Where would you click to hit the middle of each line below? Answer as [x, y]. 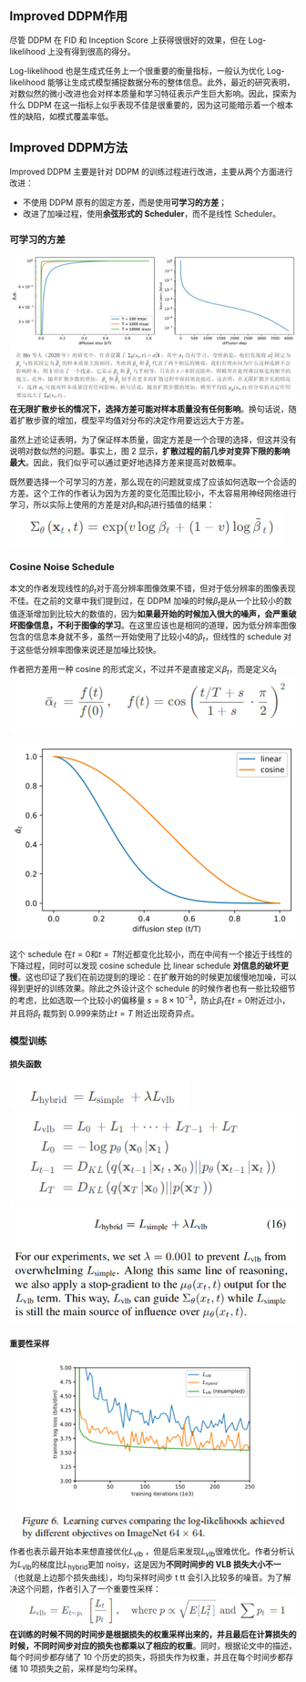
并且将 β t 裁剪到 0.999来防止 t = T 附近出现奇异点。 [104, 1014]
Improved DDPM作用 [69, 16]
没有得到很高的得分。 [95, 51]
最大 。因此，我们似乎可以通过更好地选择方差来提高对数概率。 [125, 462]
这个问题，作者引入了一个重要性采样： [89, 1588]
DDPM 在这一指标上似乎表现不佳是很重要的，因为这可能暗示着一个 [152, 105]
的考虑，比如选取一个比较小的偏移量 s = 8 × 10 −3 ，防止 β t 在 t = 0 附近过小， [150, 1001]
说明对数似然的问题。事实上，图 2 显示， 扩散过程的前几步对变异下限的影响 [150, 451]
